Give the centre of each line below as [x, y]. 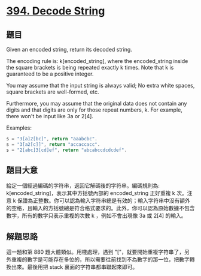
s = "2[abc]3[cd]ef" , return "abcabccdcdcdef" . [67, 150]
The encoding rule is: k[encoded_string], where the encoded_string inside [97, 61]
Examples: [19, 128]
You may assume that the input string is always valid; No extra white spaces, [100, 85]
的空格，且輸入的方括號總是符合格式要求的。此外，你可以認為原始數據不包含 [100, 208]
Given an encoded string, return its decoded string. [69, 49]
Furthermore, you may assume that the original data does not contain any [97, 103]
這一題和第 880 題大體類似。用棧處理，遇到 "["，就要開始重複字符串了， [95, 252]
